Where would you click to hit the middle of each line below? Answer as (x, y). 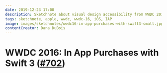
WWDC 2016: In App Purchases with (82, 53)
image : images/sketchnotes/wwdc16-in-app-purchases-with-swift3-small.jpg (84, 24)
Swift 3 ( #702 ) (35, 63)
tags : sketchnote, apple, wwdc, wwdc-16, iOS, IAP (59, 19)
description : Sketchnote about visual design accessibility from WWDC (80, 14)
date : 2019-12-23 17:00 (30, 10)
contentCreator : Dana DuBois (35, 28)
